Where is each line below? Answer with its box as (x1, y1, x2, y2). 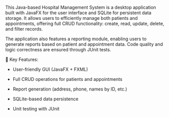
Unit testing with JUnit (12, 106, 60, 111)
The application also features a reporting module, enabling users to (5, 36, 147, 42)
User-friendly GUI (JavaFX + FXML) (12, 66, 88, 72)
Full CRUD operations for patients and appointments (12, 76, 123, 82)
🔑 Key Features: (5, 56, 39, 63)
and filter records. (5, 26, 43, 32)
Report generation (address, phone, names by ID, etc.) (12, 86, 128, 92)
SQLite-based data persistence (12, 96, 79, 102)
